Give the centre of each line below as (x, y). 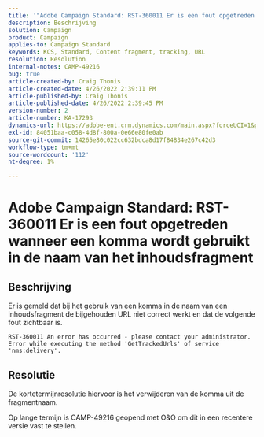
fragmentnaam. (33, 402)
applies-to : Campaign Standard (59, 45)
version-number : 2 (38, 111)
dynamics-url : (31, 125)
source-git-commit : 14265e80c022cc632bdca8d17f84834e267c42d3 (112, 140)
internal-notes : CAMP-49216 (54, 67)
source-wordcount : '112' (49, 154)
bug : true (24, 74)
